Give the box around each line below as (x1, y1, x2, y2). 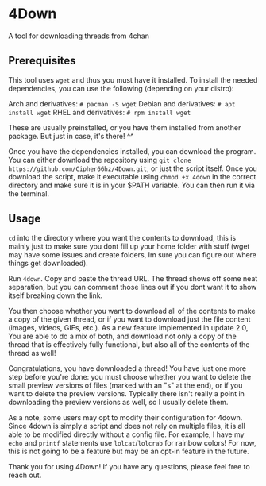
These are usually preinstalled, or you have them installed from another (8, 122, 241, 132)
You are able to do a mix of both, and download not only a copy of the (8, 331, 237, 341)
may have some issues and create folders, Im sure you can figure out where (8, 249, 256, 259)
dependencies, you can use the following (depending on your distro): (8, 83, 234, 93)
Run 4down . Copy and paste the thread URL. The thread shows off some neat (8, 273, 258, 283)
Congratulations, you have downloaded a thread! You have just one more (8, 363, 247, 373)
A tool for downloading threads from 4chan (8, 31, 149, 40)
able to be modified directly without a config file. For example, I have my (8, 430, 245, 439)
